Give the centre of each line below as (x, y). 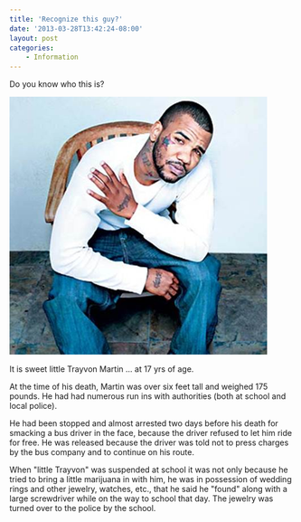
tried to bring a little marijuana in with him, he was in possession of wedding (150, 479)
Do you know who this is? (57, 84)
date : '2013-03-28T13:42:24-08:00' (76, 28)
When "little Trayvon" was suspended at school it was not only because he (149, 470)
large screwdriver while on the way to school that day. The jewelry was (141, 498)
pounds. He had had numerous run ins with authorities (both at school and (148, 396)
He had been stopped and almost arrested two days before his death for (144, 423)
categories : (32, 48)
